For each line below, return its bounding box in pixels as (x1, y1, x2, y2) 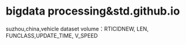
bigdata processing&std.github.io (5, 4, 181, 18)
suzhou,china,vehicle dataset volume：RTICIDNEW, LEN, (5, 25, 149, 32)
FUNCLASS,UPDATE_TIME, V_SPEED (5, 32, 98, 39)
